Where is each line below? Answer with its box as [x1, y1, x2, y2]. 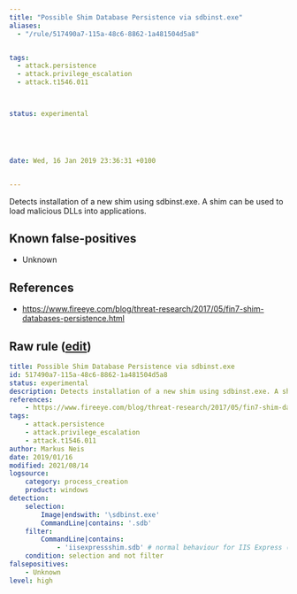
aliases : [9, 21, 42, 30]
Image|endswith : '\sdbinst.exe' [41, 510, 161, 519]
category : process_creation [25, 477, 128, 487]
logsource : [9, 469, 49, 478]
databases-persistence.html [21, 313, 126, 324]
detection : [9, 494, 49, 503]
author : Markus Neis [9, 444, 86, 453]
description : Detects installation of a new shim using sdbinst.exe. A [9, 387, 278, 396]
